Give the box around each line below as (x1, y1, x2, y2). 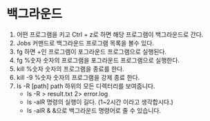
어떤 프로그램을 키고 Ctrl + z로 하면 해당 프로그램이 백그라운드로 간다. (16, 30, 204, 38)
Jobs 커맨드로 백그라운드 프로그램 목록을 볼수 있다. (16, 38, 155, 47)
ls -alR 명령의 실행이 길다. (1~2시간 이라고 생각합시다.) (26, 98, 173, 106)
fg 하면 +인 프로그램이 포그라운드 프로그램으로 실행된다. (16, 47, 167, 56)
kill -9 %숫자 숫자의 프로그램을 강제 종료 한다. (16, 73, 140, 81)
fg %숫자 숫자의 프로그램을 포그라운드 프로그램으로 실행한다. (16, 56, 180, 64)
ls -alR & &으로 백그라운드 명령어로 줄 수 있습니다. (26, 106, 162, 114)
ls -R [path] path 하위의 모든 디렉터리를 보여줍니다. (16, 82, 155, 90)
